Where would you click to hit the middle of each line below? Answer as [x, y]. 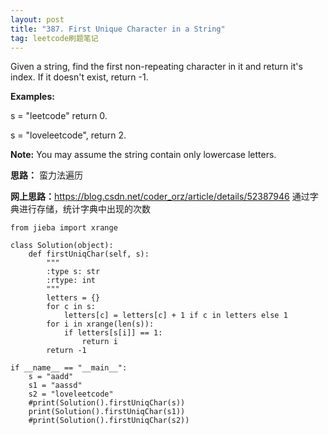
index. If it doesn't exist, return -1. [79, 77]
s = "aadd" [51, 377]
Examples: [32, 97]
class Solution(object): [62, 246]
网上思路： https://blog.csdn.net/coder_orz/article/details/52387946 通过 [160, 197]
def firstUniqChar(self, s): [89, 254]
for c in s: [71, 307]
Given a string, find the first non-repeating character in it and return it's [156, 67]
